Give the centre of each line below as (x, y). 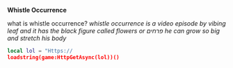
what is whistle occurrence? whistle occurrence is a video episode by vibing (116, 23)
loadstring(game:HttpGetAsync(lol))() (63, 57)
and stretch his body (37, 38)
